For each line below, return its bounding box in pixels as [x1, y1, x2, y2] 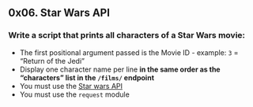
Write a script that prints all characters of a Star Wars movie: [8, 30, 246, 41]
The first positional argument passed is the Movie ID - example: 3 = [19, 47, 239, 57]
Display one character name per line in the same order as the [19, 65, 221, 74]
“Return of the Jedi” [19, 56, 85, 65]
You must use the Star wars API [19, 81, 123, 90]
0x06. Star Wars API [8, 6, 111, 20]
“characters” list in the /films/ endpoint [19, 72, 155, 82]
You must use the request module [19, 90, 130, 99]
